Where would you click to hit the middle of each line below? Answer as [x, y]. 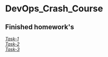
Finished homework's [39, 27]
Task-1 [12, 39]
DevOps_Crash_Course [54, 9]
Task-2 [12, 44]
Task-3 [12, 49]
